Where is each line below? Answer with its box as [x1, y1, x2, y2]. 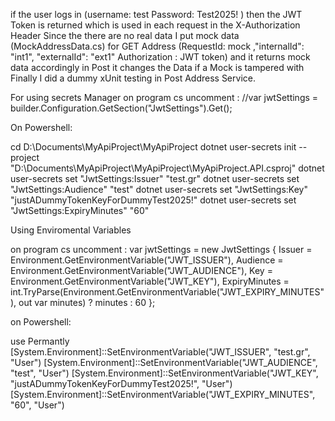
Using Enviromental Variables [10, 224, 132, 236]
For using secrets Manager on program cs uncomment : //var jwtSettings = [10, 92, 319, 103]
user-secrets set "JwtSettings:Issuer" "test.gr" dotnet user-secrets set [10, 173, 300, 184]
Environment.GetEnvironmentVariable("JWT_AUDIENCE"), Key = [10, 265, 273, 276]
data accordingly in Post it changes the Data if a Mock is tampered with [10, 62, 305, 73]
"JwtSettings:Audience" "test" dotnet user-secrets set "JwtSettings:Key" [10, 184, 308, 195]
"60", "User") [10, 399, 65, 411]
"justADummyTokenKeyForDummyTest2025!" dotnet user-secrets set [10, 194, 297, 206]
